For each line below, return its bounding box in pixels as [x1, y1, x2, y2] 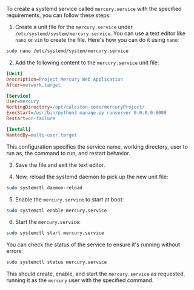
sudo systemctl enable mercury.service [6, 207, 107, 214]
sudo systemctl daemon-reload [6, 184, 83, 191]
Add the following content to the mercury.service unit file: [15, 59, 159, 66]
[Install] [6, 126, 32, 132]
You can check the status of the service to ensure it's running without [6, 241, 180, 248]
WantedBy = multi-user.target [6, 132, 78, 138]
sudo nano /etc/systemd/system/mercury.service [6, 48, 129, 54]
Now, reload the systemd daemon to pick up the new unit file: [15, 173, 169, 180]
